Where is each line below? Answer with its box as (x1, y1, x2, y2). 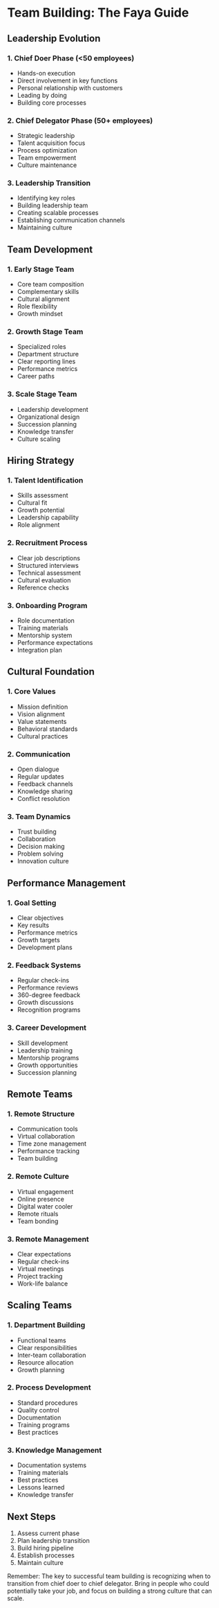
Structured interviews (17, 561, 79, 569)
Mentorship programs (17, 1053, 79, 1062)
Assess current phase (17, 1529, 80, 1537)
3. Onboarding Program (7, 600, 88, 610)
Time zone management (17, 1139, 87, 1148)
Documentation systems (17, 1461, 87, 1469)
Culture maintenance (17, 161, 77, 169)
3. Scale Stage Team (7, 390, 77, 399)
